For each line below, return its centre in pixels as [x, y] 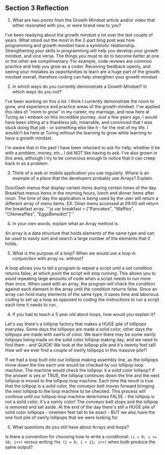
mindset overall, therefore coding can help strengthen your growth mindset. [82, 77]
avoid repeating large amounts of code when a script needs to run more [78, 278]
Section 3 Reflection [37, 8]
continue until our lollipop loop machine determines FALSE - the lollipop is [80, 396]
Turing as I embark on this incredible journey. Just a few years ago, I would [81, 117]
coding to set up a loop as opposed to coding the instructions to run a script [82, 299]
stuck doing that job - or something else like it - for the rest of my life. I [77, 127]
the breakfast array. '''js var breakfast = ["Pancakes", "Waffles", [70, 208]
